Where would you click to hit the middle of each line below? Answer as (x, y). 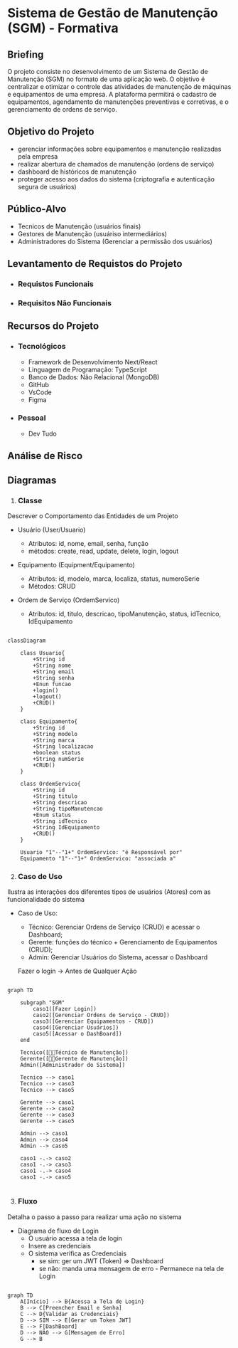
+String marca (54, 740)
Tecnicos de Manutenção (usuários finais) (79, 226)
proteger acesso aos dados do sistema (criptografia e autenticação (116, 179)
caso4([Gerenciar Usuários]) (76, 1028)
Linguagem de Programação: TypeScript (87, 369)
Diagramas (32, 480)
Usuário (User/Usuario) (52, 530)
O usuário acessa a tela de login (75, 1238)
